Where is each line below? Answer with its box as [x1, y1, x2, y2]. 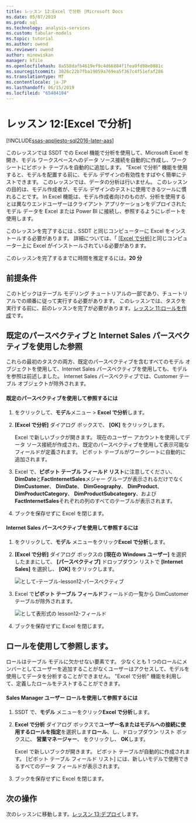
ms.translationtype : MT [6, 74, 64, 80]
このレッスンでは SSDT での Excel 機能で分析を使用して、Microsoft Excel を [6, 149, 190, 156]
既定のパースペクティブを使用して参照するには [6, 395, 118, 402]
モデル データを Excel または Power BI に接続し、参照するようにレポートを [6, 207, 186, 214]
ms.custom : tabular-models [6, 30, 72, 36]
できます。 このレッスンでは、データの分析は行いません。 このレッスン [16, 178, 188, 185]
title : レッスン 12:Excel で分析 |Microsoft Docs [6, 8, 123, 15]
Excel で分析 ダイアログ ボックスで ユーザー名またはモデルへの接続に [14, 721, 181, 728]
